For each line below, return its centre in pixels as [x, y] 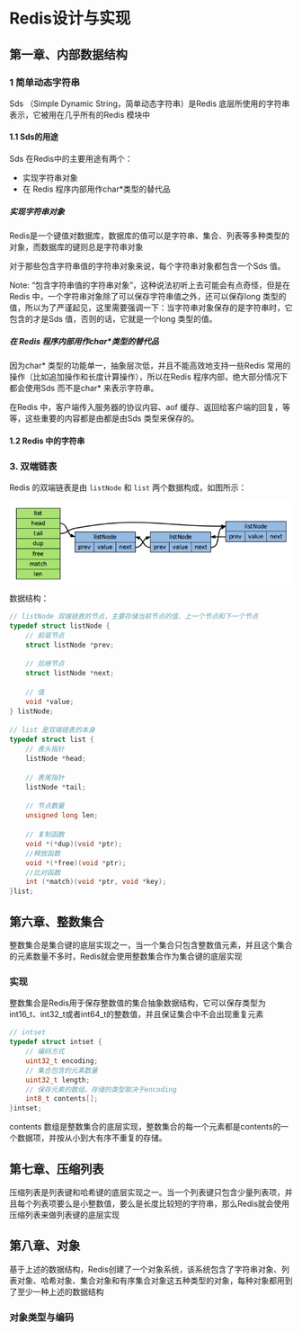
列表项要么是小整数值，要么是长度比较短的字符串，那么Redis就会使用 [161, 1203]
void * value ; [50, 701]
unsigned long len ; [62, 816]
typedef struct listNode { [60, 626]
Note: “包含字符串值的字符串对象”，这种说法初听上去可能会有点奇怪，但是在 [150, 285]
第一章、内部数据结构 [68, 54]
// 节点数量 [45, 806]
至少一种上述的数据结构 [60, 1291]
